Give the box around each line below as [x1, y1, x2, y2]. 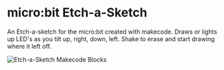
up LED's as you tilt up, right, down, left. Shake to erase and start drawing [7, 34, 215, 43]
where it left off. [7, 42, 52, 50]
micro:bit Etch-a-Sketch [7, 5, 147, 21]
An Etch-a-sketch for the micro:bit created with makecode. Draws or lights [7, 27, 218, 36]
